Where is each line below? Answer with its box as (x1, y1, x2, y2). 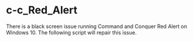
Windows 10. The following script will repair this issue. (6, 29, 137, 36)
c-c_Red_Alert (6, 3, 77, 17)
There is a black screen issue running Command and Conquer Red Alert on (6, 23, 188, 30)
